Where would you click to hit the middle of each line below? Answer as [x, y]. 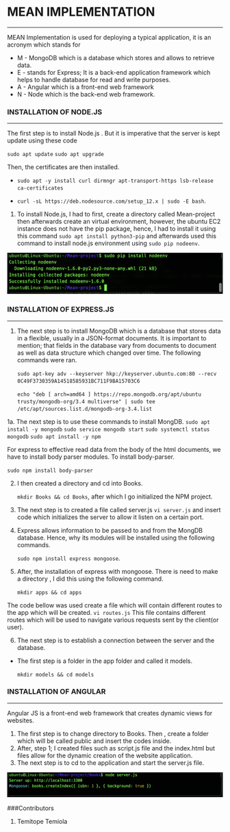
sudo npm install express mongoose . [69, 558]
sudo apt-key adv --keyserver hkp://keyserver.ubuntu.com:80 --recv [117, 374]
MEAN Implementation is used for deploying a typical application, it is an [109, 37]
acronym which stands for [44, 45]
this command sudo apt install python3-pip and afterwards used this [117, 236]
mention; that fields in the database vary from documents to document [117, 345]
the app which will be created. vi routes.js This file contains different [106, 612]
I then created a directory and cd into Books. [80, 483]
